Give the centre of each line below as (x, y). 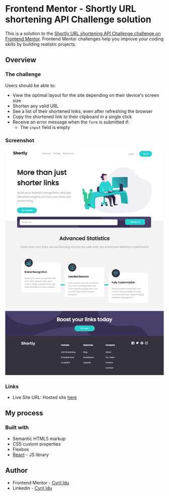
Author (16, 471)
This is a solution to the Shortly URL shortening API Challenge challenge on (83, 33)
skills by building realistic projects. (41, 44)
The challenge (23, 75)
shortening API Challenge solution (78, 19)
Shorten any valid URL (35, 106)
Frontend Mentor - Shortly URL (71, 9)
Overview (21, 60)
